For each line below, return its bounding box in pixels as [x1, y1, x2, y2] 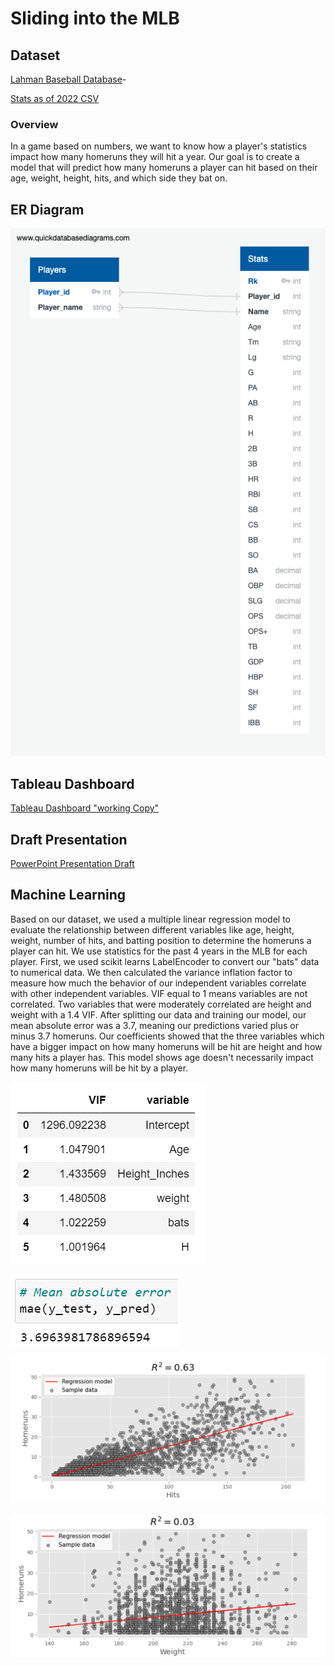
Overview [10, 117, 59, 131]
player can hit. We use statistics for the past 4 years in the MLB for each [10, 945, 308, 957]
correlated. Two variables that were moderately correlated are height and [10, 998, 312, 1010]
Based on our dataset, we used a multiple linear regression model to [10, 913, 291, 925]
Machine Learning [10, 887, 127, 904]
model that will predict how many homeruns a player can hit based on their [10, 162, 318, 174]
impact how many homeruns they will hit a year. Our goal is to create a [10, 151, 300, 163]
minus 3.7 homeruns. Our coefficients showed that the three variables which [10, 1030, 325, 1042]
